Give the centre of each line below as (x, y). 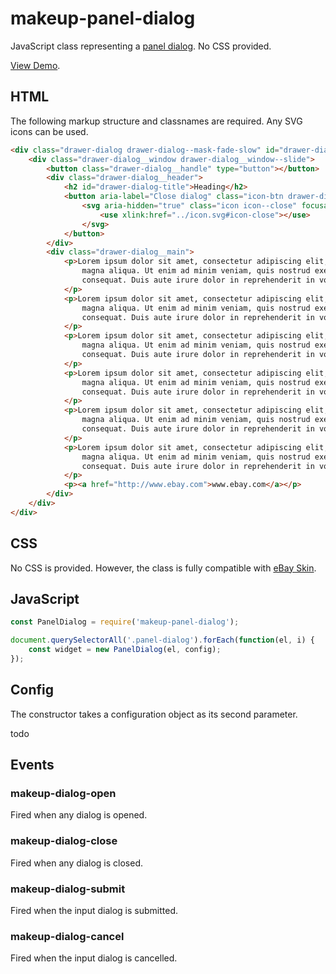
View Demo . (35, 65)
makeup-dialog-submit (68, 889)
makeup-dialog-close (64, 841)
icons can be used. (49, 131)
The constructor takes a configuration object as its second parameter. (154, 714)
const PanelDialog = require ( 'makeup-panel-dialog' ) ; (125, 622)
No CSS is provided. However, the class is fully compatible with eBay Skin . (163, 568)
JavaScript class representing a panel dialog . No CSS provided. (141, 46)
